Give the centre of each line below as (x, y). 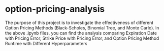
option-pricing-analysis (55, 9)
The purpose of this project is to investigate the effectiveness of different (79, 23)
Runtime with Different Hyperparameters (46, 43)
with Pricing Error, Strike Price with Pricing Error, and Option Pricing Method (82, 38)
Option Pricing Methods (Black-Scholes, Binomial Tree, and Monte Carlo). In (82, 27)
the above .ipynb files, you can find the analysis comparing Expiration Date (81, 33)
